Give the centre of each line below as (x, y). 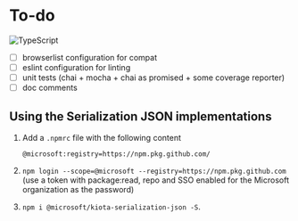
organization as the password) (78, 189)
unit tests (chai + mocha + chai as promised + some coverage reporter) (153, 78)
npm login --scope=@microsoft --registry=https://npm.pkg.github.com (154, 171)
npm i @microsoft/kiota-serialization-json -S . (111, 207)
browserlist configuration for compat (90, 57)
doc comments (50, 88)
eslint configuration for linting (76, 67)
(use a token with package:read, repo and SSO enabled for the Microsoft (156, 180)
